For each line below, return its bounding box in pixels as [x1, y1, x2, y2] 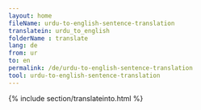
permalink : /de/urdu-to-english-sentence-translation [8, 64, 194, 72]
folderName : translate [8, 34, 89, 43]
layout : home [8, 11, 52, 20]
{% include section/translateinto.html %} [8, 93, 144, 103]
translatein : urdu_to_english [8, 26, 111, 35]
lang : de [8, 42, 38, 50]
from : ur [8, 49, 38, 57]
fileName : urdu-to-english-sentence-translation [8, 19, 175, 27]
